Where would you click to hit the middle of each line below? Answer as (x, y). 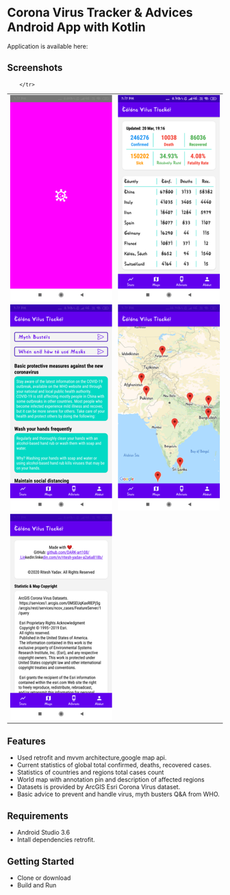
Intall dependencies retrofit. (56, 840)
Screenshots (35, 68)
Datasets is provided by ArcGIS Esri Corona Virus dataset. (99, 787)
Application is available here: (48, 46)
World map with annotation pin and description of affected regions (111, 780)
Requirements (38, 816)
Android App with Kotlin (76, 27)
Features (26, 741)
